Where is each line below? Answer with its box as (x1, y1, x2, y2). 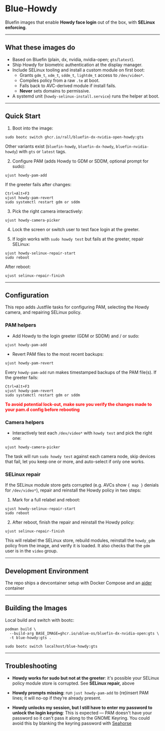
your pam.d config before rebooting (5, 406, 80, 412)
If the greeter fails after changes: (5, 181, 72, 187)
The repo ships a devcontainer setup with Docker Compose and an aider (5, 580, 152, 586)
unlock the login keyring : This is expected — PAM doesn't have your (12, 710, 152, 716)
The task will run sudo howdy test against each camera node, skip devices (5, 453, 156, 459)
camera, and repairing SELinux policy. (5, 309, 82, 315)
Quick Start (5, 112, 41, 121)
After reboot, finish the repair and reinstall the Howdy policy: (12, 519, 135, 525)
